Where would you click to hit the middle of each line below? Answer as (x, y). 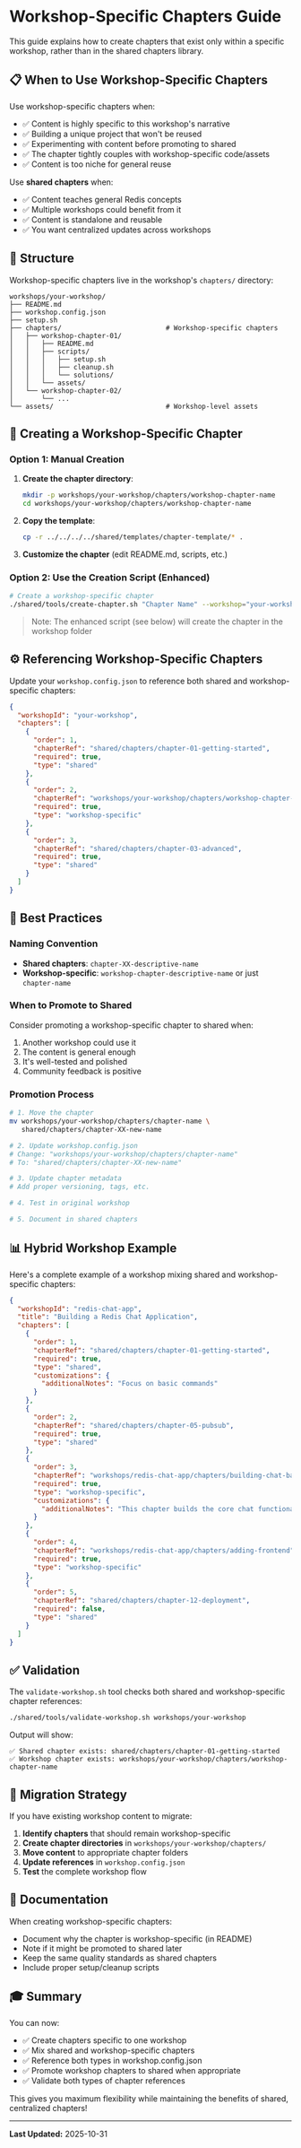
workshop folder (61, 630)
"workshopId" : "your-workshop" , (78, 715)
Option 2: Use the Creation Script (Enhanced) (110, 578)
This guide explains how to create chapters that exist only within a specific (147, 41)
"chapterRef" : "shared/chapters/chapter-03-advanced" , (138, 848)
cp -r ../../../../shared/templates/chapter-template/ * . (133, 537)
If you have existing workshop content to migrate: (101, 1816)
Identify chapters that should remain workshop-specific (126, 1833)
